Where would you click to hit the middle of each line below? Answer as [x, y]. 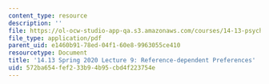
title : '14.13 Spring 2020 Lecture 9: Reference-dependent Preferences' [132, 61]
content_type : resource [48, 16]
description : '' [35, 23]
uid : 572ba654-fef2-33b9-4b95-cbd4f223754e [82, 68]
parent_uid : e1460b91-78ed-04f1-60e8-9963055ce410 [94, 46]
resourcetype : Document [48, 53]
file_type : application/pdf [55, 38]
